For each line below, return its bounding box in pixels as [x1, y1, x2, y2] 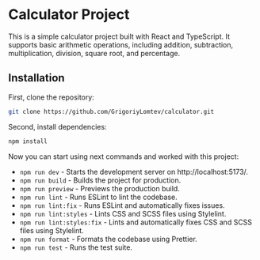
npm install [8, 137, 48, 145]
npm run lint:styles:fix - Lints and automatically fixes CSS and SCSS [19, 217, 252, 227]
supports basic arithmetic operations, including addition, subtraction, [8, 40, 234, 49]
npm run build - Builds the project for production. [19, 175, 182, 185]
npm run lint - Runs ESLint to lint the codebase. [19, 192, 178, 202]
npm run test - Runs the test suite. [19, 243, 133, 252]
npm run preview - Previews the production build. [19, 183, 180, 193]
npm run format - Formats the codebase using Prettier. [19, 234, 198, 243]
